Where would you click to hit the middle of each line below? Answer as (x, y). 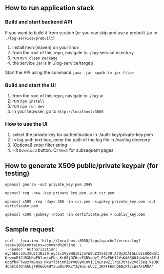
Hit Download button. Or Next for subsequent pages (63, 150)
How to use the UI (26, 124)
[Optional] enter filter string (40, 145)
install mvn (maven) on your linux (45, 47)
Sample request (30, 229)
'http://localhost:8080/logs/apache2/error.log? (90, 241)
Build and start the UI (31, 85)
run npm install (28, 101)
